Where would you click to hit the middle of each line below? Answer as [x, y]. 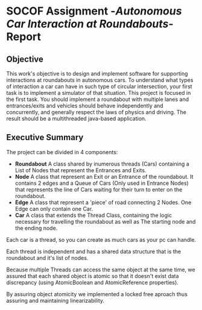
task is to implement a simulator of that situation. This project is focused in [99, 93]
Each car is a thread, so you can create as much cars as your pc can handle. [101, 239]
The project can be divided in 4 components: [62, 152]
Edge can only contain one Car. [54, 208]
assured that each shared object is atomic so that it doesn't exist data [93, 276]
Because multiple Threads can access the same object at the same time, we [101, 270]
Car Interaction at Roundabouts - [90, 24]
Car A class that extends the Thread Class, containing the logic [93, 215]
